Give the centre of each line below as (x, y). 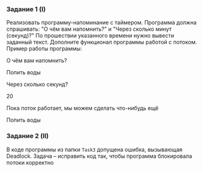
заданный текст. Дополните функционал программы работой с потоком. (102, 42)
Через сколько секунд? (37, 84)
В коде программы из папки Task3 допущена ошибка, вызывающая (94, 149)
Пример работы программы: (44, 49)
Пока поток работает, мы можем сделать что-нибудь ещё (82, 108)
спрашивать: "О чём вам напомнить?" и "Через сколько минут (89, 29)
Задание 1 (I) (26, 9)
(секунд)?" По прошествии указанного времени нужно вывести (90, 36)
